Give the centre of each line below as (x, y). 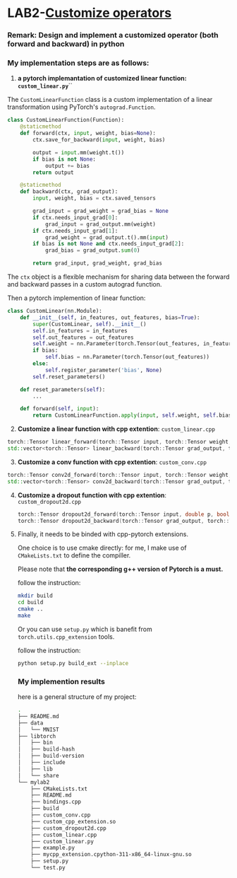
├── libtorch (37, 736)
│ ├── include (41, 763)
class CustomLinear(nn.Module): (55, 311)
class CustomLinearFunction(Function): (66, 120)
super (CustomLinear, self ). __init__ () (90, 324)
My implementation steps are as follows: (78, 63)
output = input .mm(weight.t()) (79, 152)
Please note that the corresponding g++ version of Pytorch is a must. (120, 569)
